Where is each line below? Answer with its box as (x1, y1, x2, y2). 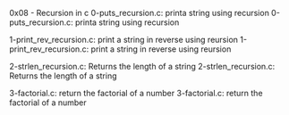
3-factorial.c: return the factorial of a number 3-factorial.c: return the (9, 88, 263, 98)
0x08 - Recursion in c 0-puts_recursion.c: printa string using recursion (9, 8, 270, 18)
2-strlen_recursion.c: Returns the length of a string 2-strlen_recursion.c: (9, 62, 276, 71)
